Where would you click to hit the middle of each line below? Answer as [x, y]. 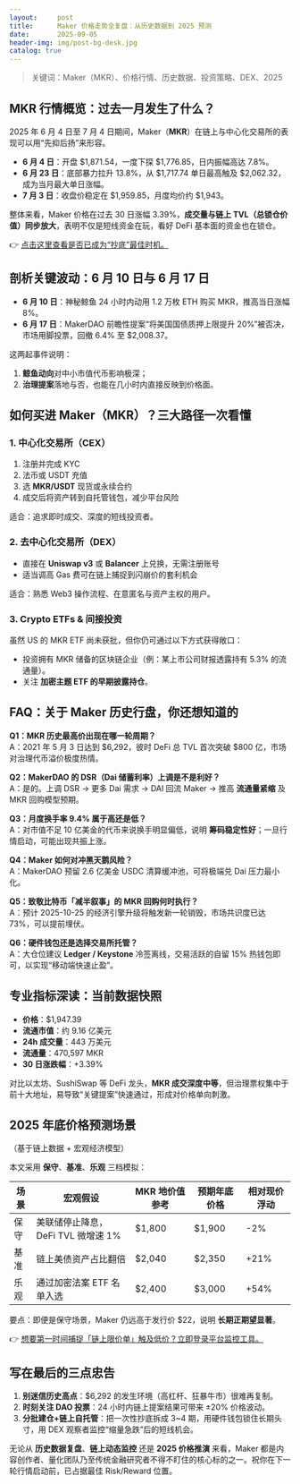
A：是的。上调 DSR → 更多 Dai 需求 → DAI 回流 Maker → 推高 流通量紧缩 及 [147, 788]
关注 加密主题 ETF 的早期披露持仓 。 [87, 682]
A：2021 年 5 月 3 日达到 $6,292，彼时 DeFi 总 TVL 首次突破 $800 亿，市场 [148, 746]
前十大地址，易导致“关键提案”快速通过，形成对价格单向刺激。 [122, 1094]
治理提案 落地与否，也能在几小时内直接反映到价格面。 [120, 384]
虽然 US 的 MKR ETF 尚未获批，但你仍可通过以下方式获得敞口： [126, 640]
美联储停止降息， [72, 1223]
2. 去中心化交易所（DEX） [66, 542]
